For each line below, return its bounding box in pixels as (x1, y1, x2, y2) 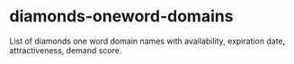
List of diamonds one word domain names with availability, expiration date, (9, 36, 286, 46)
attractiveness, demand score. (9, 44, 122, 55)
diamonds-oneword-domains (9, 6, 234, 27)
